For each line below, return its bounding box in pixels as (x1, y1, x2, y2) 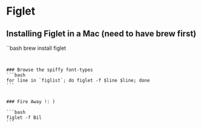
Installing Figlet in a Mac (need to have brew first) (6, 29, 197, 39)
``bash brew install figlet (6, 44, 67, 52)
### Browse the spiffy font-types (6, 67, 94, 73)
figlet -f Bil (6, 115, 42, 121)
